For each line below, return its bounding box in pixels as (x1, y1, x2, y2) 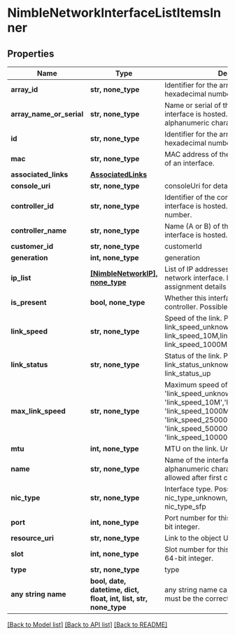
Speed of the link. (164, 313, 222, 323)
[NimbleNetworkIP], (90, 268, 158, 278)
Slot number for (164, 545, 216, 554)
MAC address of (164, 149, 218, 159)
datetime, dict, (90, 585, 140, 594)
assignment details (164, 282, 227, 292)
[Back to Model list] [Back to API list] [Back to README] (7, 620, 168, 629)
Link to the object (164, 533, 222, 542)
